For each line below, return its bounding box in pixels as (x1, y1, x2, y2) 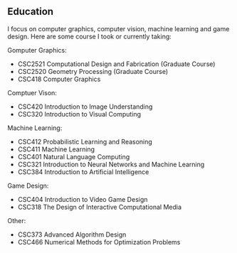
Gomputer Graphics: (7, 45, 68, 54)
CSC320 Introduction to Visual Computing (17, 109, 141, 118)
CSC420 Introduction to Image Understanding (17, 102, 153, 111)
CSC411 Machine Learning (17, 145, 95, 154)
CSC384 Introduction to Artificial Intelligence (17, 167, 149, 176)
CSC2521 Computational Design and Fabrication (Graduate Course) (17, 60, 216, 68)
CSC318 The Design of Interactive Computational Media (17, 203, 182, 211)
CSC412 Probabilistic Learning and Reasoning (17, 137, 153, 146)
